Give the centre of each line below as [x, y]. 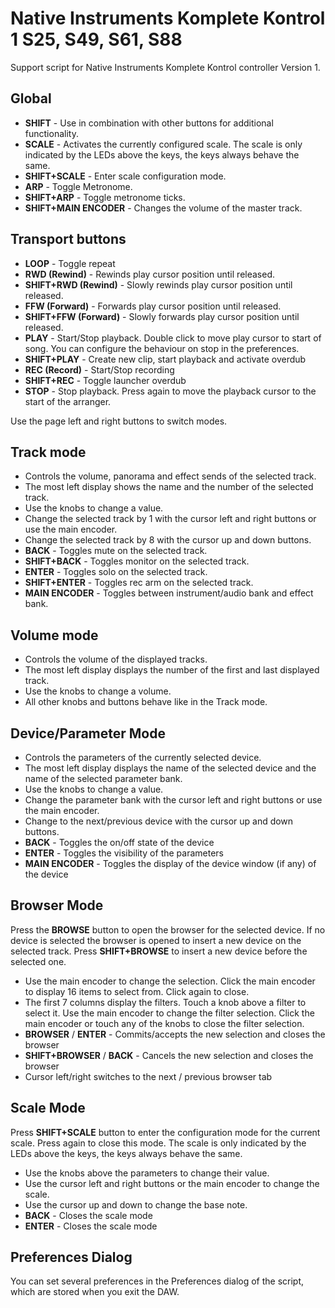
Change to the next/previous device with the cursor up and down [159, 821]
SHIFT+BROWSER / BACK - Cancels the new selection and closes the [169, 1055]
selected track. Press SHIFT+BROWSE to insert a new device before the [159, 951]
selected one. [38, 961]
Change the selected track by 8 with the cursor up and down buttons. [168, 540]
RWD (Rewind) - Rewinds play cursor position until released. [149, 274]
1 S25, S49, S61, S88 [96, 39]
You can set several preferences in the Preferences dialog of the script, [157, 1281]
